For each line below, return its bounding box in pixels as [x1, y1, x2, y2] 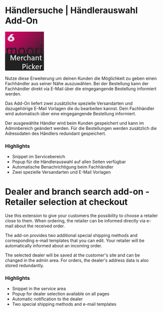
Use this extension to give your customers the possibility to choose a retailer [5, 213, 158, 219]
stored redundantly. [5, 263, 45, 269]
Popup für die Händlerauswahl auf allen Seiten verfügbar [12, 159, 126, 165]
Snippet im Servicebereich [12, 154, 65, 160]
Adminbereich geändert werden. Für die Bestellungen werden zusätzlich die [5, 125, 157, 131]
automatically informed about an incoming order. [5, 243, 102, 249]
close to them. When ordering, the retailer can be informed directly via [5, 218, 146, 224]
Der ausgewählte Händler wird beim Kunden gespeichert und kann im [5, 120, 144, 126]
